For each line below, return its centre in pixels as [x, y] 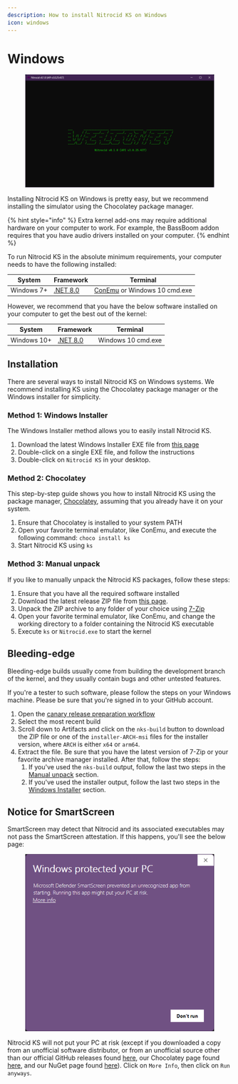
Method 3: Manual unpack [54, 564]
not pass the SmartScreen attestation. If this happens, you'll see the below [117, 837]
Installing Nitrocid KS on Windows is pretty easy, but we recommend [108, 198]
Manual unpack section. [63, 774]
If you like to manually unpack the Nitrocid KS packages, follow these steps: [119, 579]
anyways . [20, 1073]
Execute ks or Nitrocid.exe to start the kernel [84, 631]
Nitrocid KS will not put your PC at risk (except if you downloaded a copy [114, 1043]
